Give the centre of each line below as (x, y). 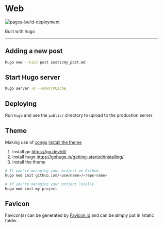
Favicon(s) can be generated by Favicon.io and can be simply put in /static (80, 215)
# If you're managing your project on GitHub (52, 171)
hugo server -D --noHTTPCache (36, 89)
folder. (11, 221)
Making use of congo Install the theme (43, 142)
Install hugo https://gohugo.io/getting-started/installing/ (68, 157)
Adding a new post (34, 51)
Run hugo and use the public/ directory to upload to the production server (79, 115)
